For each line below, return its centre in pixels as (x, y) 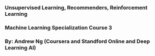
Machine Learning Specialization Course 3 (59, 27)
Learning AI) (20, 47)
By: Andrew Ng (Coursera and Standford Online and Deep (77, 41)
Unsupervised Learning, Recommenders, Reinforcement (76, 8)
